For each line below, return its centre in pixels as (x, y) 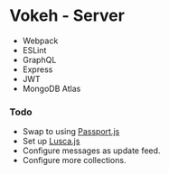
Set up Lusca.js (51, 142)
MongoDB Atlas (52, 88)
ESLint (34, 50)
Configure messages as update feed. (91, 151)
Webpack (40, 41)
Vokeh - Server (67, 16)
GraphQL (39, 60)
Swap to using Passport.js (71, 132)
